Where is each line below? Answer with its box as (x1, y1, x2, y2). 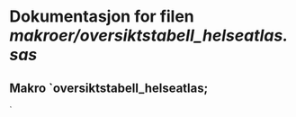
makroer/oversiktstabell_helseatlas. (9, 25, 289, 46)
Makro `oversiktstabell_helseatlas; (9, 80, 209, 95)
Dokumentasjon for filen (9, 6, 195, 27)
